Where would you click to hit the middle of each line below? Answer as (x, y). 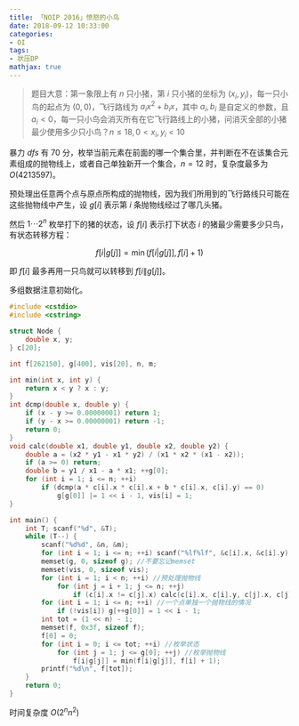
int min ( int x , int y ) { (55, 380)
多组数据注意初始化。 (48, 290)
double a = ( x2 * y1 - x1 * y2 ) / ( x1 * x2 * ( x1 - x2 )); (135, 455)
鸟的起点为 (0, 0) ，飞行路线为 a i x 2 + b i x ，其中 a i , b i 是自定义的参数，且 (160, 107)
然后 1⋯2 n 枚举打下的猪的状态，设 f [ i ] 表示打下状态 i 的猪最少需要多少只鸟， (149, 223)
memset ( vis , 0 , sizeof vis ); (95, 569)
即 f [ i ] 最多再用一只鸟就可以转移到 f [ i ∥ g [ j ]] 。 (90, 271)
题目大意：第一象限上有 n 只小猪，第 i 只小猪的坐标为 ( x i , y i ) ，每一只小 (159, 94)
